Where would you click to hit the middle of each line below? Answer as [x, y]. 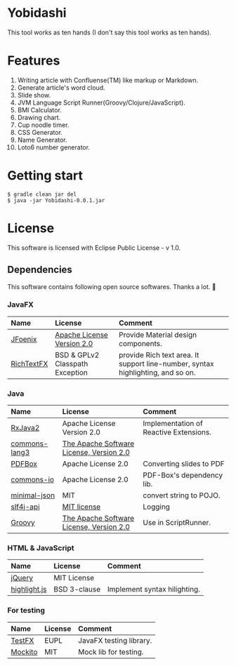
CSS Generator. [40, 132]
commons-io [33, 480]
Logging [157, 507]
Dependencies [40, 270]
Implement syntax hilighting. [154, 590]
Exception [71, 372]
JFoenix [24, 339]
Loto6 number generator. [53, 147]
